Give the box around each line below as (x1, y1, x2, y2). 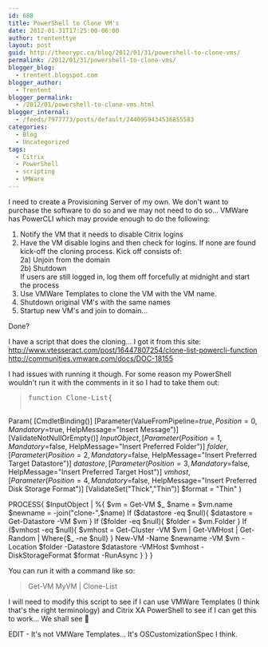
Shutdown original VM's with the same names (19, 297, 171, 307)
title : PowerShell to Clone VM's (8, 19, 120, 27)
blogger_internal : (8, 109, 69, 117)
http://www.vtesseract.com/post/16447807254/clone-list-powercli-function (8, 345, 258, 355)
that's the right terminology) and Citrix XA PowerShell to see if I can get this (8, 605, 257, 615)
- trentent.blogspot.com (15, 71, 98, 79)
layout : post (8, 42, 52, 50)
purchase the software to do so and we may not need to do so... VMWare (8, 205, 249, 215)
